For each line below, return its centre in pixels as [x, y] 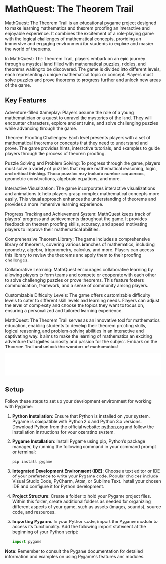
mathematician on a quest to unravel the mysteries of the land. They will [78, 118]
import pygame [27, 542]
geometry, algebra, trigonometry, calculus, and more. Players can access [80, 249]
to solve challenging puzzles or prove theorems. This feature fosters [75, 280]
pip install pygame [32, 461]
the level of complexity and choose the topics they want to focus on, [75, 305]
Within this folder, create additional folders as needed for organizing [82, 501]
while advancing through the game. [41, 128]
